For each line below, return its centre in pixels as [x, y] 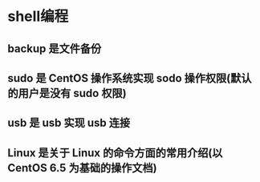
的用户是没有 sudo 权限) [67, 93]
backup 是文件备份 [55, 49]
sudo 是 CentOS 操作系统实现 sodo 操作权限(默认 [130, 78]
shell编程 [38, 16]
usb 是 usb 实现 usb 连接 [69, 123]
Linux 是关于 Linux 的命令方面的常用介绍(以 [115, 153]
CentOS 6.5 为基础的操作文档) [82, 168]
